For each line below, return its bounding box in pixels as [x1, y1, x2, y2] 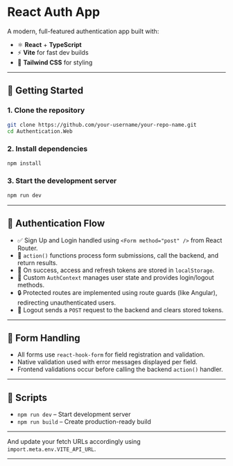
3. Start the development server [7, 176, 117, 186]
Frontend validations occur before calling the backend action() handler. [17, 365, 223, 374]
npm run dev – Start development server [17, 410, 131, 419]
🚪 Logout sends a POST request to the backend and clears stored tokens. [17, 305, 224, 314]
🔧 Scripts [7, 392, 47, 404]
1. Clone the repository [7, 105, 85, 115]
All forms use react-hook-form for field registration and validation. [17, 350, 205, 359]
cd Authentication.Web [7, 127, 73, 135]
